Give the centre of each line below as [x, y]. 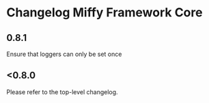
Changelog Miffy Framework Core [104, 13]
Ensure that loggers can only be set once [64, 54]
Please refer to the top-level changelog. [62, 92]
